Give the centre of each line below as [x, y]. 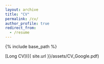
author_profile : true [27, 23]
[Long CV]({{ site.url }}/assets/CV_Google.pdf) [52, 56]
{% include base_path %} [31, 47]
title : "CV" [17, 14]
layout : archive [22, 10]
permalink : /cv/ [22, 19]
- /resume [19, 32]
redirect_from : [21, 28]
